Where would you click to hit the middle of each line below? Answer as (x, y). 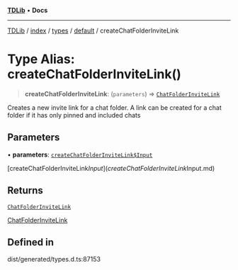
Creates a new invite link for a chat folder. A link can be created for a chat (114, 107)
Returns (25, 191)
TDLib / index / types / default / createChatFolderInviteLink (93, 30)
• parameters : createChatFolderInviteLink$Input (80, 154)
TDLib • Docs (28, 10)
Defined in (31, 242)
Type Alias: (41, 59)
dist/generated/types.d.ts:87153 (54, 259)
